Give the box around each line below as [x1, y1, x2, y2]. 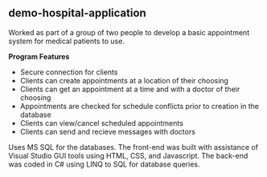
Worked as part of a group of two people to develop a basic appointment [8, 27, 250, 37]
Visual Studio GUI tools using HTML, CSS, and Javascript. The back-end [8, 151, 249, 160]
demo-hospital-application [8, 6, 146, 20]
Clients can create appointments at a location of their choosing [19, 75, 229, 85]
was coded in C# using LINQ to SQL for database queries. [8, 159, 200, 169]
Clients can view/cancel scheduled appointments [19, 118, 183, 127]
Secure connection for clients [19, 67, 118, 77]
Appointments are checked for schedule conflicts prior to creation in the [19, 101, 260, 111]
